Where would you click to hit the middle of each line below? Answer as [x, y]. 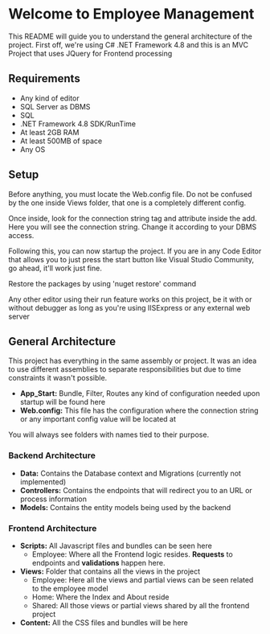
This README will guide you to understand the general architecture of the [131, 36]
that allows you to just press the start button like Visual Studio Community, [131, 259]
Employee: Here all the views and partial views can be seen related [143, 579]
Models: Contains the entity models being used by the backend [125, 507]
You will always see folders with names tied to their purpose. [109, 434]
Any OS [33, 149]
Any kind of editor [49, 98]
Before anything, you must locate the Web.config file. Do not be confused [130, 194]
